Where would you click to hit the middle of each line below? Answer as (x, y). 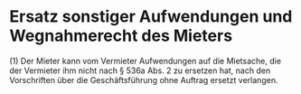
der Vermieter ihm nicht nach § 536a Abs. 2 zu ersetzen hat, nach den (140, 70)
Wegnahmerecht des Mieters (121, 36)
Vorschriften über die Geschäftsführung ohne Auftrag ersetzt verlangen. (144, 80)
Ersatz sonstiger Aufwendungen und (151, 17)
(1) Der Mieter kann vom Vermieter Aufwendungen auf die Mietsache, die (146, 61)
